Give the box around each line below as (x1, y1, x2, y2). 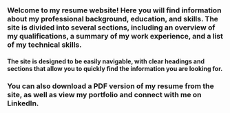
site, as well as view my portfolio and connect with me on (7, 90, 202, 100)
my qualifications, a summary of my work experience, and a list (7, 31, 224, 41)
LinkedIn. (7, 99, 39, 108)
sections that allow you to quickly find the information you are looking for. (7, 64, 223, 72)
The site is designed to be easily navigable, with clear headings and (7, 57, 205, 65)
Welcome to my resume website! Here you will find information (7, 6, 222, 15)
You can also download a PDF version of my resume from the (7, 81, 215, 91)
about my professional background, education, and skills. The (7, 14, 219, 23)
